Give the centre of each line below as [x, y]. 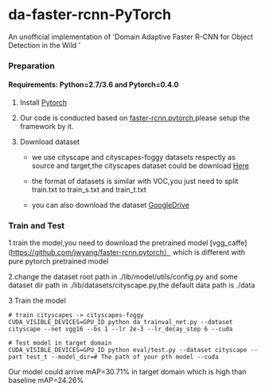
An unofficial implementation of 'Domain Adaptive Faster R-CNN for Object [131, 37]
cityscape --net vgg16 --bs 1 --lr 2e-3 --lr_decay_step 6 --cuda [121, 329]
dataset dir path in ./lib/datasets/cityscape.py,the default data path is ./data [132, 285]
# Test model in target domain [60, 343]
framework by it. [47, 127]
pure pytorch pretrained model [58, 261]
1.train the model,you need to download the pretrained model [108, 243]
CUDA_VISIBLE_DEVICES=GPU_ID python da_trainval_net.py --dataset [121, 323]
